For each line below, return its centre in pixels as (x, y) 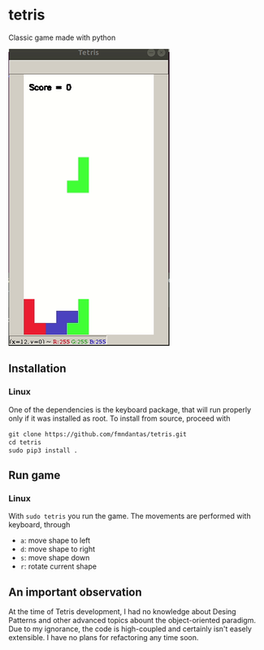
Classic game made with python (62, 37)
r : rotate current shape (58, 566)
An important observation (75, 592)
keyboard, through (39, 525)
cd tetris (25, 442)
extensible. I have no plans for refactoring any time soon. (104, 638)
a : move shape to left (55, 541)
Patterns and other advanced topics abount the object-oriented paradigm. (132, 621)
